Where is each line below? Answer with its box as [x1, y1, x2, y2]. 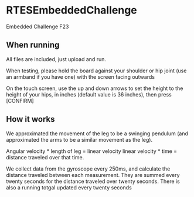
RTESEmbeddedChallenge [6, 4, 137, 17]
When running [6, 40, 60, 50]
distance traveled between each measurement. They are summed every [6, 171, 180, 178]
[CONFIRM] [6, 97, 34, 104]
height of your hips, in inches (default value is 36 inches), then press [6, 91, 172, 98]
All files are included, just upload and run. [6, 55, 107, 62]
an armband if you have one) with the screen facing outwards [6, 73, 155, 80]
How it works [6, 114, 55, 124]
